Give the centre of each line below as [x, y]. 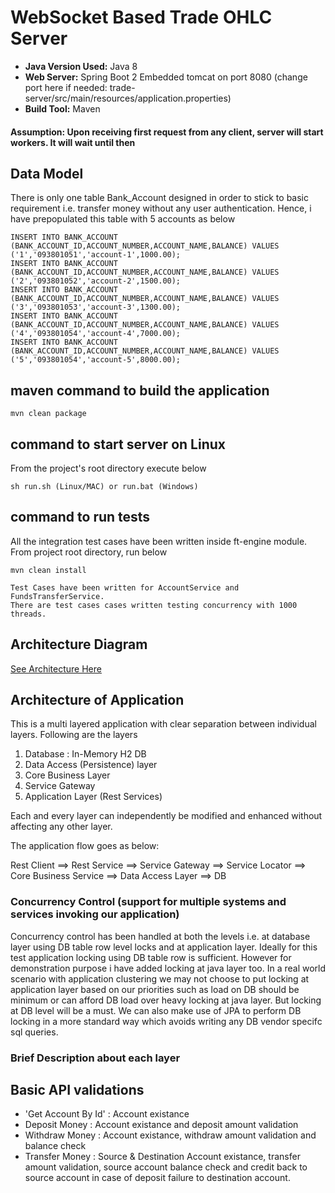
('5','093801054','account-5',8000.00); [96, 360]
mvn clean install [48, 570]
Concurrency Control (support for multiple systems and [148, 902]
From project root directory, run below [89, 552]
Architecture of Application [97, 699]
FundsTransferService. [57, 596]
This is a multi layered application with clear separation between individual [163, 724]
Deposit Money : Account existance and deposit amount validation [161, 1125]
